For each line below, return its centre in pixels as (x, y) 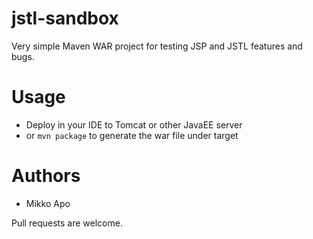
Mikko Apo (48, 203)
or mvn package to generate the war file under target (132, 135)
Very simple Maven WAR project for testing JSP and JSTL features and (157, 46)
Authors (46, 176)
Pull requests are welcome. (67, 223)
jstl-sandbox (65, 18)
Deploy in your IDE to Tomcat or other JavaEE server (134, 124)
